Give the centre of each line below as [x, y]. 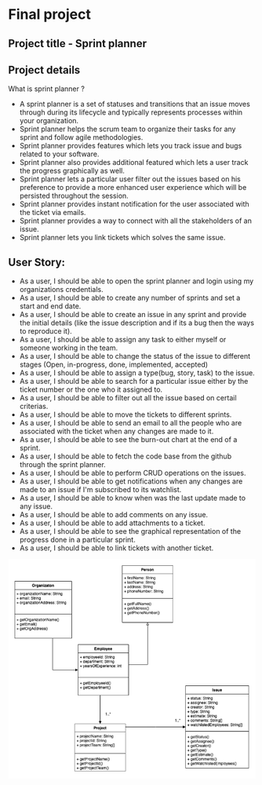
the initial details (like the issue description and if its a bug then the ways [137, 323]
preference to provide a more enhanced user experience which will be [133, 188]
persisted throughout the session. [74, 196]
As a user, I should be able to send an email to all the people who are [131, 423]
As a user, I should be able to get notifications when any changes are [131, 481]
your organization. [49, 121]
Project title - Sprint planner [78, 44]
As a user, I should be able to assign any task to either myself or [123, 340]
